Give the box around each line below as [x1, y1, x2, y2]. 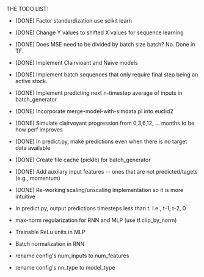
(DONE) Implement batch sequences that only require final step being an [15, 71, 199, 78]
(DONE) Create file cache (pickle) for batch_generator [15, 156, 151, 163]
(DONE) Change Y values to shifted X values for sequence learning [15, 29, 184, 36]
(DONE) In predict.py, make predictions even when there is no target [15, 138, 188, 145]
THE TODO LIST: [6, 6, 48, 12]
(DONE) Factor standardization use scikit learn [15, 17, 133, 24]
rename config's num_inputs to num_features [15, 252, 129, 259]
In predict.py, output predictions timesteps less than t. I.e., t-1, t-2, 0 [15, 205, 186, 212]
